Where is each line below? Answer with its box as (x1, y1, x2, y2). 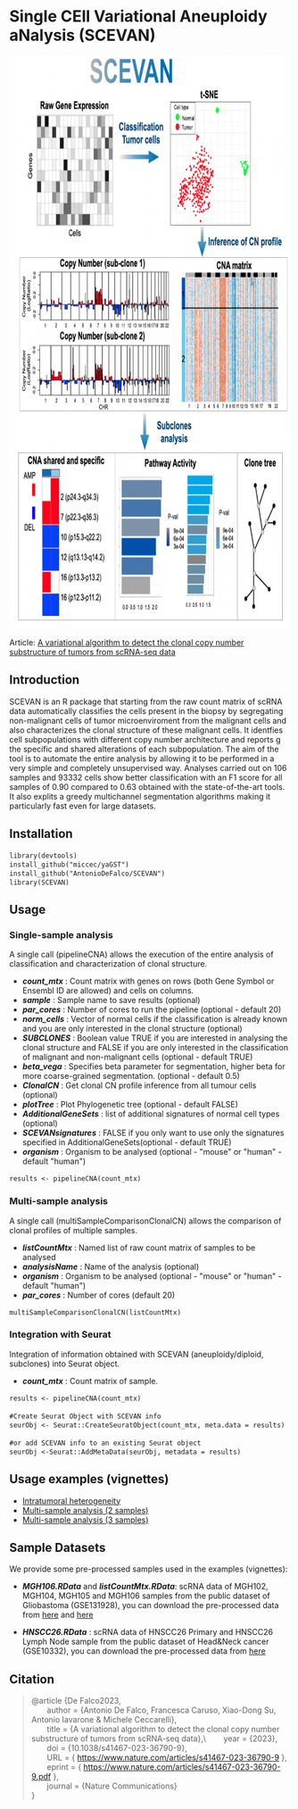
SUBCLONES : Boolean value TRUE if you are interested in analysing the (21, 1033, 288, 1043)
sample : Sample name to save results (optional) (21, 995, 201, 1006)
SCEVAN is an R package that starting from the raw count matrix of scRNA (9, 696, 283, 707)
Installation (9, 826, 73, 842)
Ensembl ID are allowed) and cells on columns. (21, 985, 195, 996)
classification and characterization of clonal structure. (9, 958, 208, 969)
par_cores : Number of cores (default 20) (21, 1290, 176, 1300)
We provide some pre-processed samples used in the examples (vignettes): (9, 1564, 288, 1574)
